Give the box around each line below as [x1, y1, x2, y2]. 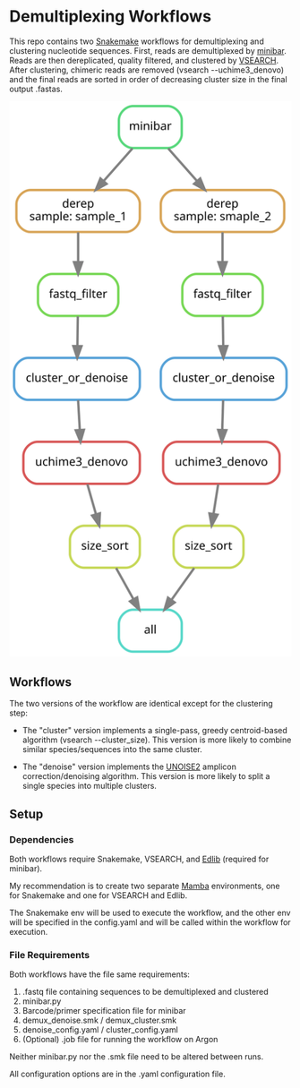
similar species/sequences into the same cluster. [21, 744, 203, 755]
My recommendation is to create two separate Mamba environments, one [9, 880, 280, 891]
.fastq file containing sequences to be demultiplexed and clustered [21, 987, 269, 998]
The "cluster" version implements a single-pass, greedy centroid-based [21, 725, 288, 736]
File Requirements [9, 948, 90, 961]
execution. [9, 926, 48, 937]
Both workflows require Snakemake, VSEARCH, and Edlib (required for [9, 853, 270, 864]
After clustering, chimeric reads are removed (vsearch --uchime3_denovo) [9, 64, 285, 75]
